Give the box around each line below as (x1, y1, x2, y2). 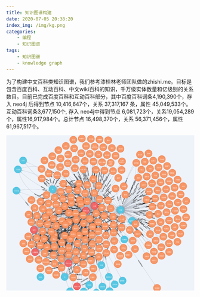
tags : (6, 48, 20, 54)
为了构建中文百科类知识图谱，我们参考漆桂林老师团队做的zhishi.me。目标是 (6, 78, 192, 85)
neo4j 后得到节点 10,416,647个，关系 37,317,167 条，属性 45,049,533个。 (13, 100, 192, 108)
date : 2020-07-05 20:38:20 (6, 16, 73, 22)
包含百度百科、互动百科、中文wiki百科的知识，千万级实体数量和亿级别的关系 (6, 85, 194, 93)
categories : (6, 29, 36, 35)
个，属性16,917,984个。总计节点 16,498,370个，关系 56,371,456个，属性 (6, 115, 183, 123)
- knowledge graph (17, 60, 63, 66)
